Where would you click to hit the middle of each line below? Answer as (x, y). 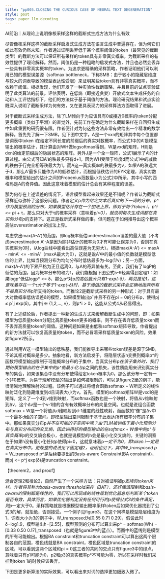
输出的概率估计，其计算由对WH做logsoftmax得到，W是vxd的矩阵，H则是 (79, 147)
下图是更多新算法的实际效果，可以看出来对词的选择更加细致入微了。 (74, 572)
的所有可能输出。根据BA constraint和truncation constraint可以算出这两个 (79, 537)
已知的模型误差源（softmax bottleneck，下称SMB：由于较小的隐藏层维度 (83, 75)
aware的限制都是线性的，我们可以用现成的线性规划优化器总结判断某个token (82, 493)
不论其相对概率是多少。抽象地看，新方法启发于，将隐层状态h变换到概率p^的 (82, 355)
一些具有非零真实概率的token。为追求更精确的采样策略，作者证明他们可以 (80, 69)
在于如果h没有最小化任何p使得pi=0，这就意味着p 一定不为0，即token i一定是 (82, 441)
